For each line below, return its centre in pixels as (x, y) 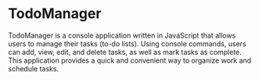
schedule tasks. (34, 68)
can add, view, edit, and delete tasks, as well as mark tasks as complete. (125, 52)
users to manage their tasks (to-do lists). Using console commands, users (127, 43)
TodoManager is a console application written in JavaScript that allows (122, 35)
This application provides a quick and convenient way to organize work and (130, 60)
